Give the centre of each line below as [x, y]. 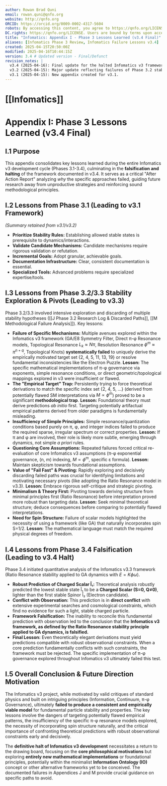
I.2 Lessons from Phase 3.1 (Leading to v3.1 [73, 205]
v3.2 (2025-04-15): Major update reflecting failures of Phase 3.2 [81, 70]
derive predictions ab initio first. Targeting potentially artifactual [78, 406]
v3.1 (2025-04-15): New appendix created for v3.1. [64, 75]
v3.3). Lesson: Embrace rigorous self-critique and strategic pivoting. [83, 486]
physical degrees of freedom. [42, 534]
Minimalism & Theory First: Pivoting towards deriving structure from [83, 492]
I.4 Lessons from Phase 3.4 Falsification [69, 549]
